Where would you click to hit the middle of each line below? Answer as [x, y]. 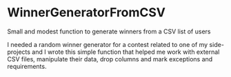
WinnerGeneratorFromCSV [86, 13]
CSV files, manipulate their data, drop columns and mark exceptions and [110, 59]
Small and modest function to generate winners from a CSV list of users [109, 31]
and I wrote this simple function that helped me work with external [126, 52]
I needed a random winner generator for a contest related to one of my [108, 44]
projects [19, 52]
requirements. [27, 66]
